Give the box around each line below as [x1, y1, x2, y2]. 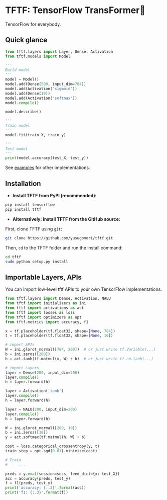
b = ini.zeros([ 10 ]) [5, 430, 49, 435]
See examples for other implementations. [5, 164, 90, 171]
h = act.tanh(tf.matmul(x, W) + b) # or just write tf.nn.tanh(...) [5, 356, 154, 361]
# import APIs [5, 342, 35, 348]
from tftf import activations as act [5, 305, 84, 310]
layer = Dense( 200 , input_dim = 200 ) [5, 370, 80, 375]
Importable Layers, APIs [5, 273, 82, 281]
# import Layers [5, 365, 39, 370]
